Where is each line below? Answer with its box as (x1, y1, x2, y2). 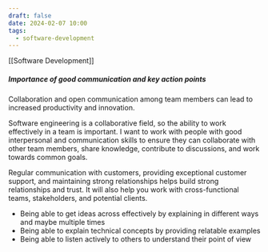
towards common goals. (8, 153, 88, 162)
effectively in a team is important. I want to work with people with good (8, 127, 242, 137)
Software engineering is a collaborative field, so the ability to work (8, 118, 226, 128)
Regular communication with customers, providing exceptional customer (8, 168, 247, 178)
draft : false (8, 11, 52, 20)
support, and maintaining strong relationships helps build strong (8, 177, 219, 186)
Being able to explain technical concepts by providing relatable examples (19, 226, 261, 236)
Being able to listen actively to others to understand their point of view (19, 234, 252, 244)
